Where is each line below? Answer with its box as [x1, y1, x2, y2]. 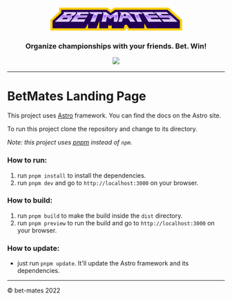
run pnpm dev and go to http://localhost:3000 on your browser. [17, 178, 199, 187]
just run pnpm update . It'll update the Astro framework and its [17, 259, 189, 268]
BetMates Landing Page [7, 88, 146, 104]
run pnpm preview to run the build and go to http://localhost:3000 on [17, 218, 215, 227]
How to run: [7, 156, 48, 165]
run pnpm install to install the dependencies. [17, 171, 146, 180]
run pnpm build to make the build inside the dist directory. [17, 212, 183, 220]
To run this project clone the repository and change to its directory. [7, 125, 198, 133]
